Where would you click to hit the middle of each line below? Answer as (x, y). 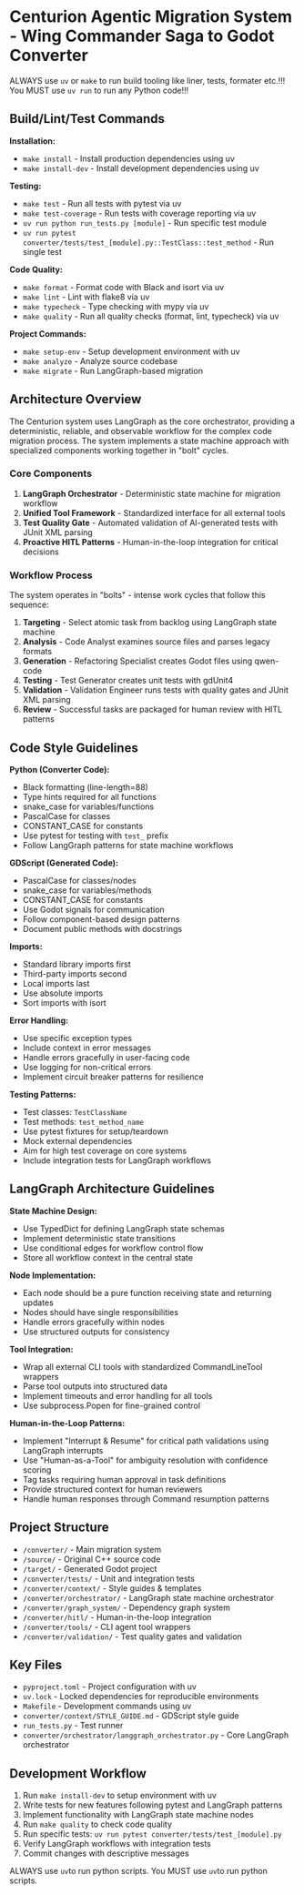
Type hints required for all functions (90, 796)
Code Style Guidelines (74, 748)
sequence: (30, 605)
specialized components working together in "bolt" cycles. (119, 450)
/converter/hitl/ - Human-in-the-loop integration (117, 1616)
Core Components (51, 473)
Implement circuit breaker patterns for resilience (113, 1077)
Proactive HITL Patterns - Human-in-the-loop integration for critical (150, 542)
